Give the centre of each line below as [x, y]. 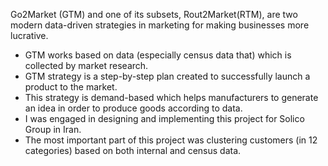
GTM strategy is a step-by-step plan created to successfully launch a [167, 76]
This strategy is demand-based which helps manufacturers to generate [171, 97]
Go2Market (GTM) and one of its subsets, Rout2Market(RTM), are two [154, 14]
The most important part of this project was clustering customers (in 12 [171, 140]
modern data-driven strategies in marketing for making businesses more [160, 25]
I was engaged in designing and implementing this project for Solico [164, 118]
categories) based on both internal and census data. [133, 150]
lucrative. [29, 35]
